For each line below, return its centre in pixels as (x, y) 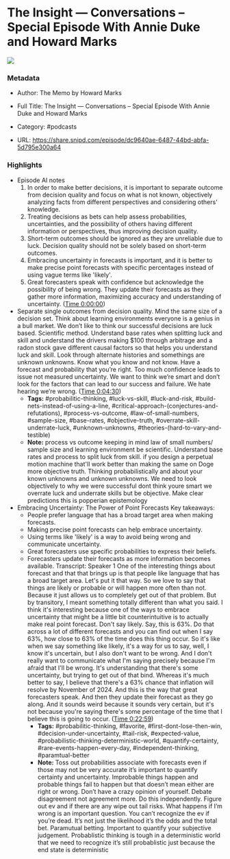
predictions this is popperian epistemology (87, 500)
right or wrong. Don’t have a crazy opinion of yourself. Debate (125, 791)
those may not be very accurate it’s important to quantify (117, 769)
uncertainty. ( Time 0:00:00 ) (66, 303)
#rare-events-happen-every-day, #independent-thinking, (118, 747)
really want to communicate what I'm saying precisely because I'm (121, 660)
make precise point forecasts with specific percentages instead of (120, 267)
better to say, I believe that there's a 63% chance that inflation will (120, 682)
